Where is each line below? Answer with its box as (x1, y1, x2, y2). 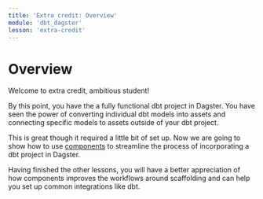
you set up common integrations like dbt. (8, 182, 141, 191)
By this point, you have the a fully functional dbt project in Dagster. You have (8, 101, 255, 111)
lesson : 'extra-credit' (8, 26, 86, 34)
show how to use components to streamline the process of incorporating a (8, 142, 250, 151)
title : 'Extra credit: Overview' (8, 11, 118, 20)
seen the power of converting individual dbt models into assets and (8, 109, 226, 119)
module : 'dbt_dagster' (8, 19, 82, 27)
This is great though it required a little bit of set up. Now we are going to (8, 133, 241, 142)
